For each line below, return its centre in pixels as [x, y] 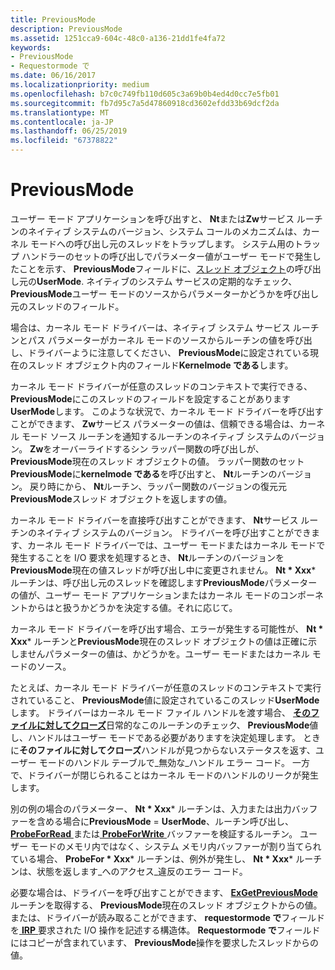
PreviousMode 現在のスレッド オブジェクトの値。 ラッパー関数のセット [157, 461]
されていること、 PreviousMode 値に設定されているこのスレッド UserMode [165, 700]
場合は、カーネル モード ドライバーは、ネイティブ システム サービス [150, 327]
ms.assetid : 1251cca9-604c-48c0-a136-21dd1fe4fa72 [118, 38]
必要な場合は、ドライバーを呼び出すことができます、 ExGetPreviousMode [164, 892]
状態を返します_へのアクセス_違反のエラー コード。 [142, 871]
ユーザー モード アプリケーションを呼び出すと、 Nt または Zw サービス [152, 218]
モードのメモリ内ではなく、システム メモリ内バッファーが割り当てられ [175, 846]
